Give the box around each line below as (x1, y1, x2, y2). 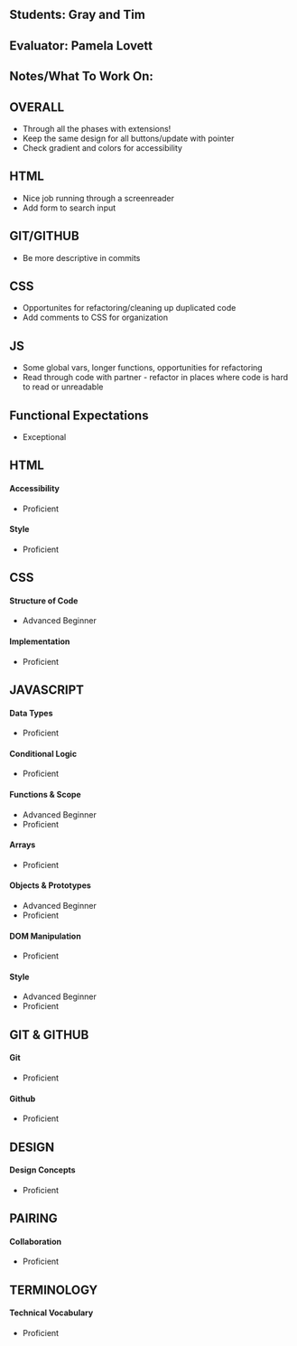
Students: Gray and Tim (9, 7, 146, 23)
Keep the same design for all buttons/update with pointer (22, 133, 235, 144)
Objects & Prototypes (9, 880, 92, 891)
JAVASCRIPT (9, 682, 84, 698)
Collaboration (9, 1236, 61, 1247)
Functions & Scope (9, 790, 81, 800)
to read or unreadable (22, 381, 104, 392)
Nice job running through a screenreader (22, 192, 174, 203)
